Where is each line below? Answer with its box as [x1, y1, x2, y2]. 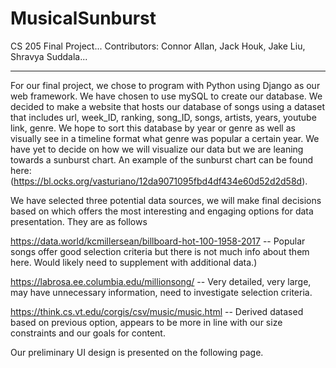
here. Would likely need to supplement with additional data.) [10, 256, 258, 268]
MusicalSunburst [10, 7, 157, 30]
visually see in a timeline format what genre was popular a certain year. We [10, 132, 320, 144]
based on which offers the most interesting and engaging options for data [10, 205, 314, 217]
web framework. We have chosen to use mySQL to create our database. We [10, 90, 323, 102]
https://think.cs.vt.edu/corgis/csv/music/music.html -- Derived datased [10, 305, 304, 317]
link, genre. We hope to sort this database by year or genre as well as [10, 122, 296, 134]
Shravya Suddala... [10, 50, 88, 62]
